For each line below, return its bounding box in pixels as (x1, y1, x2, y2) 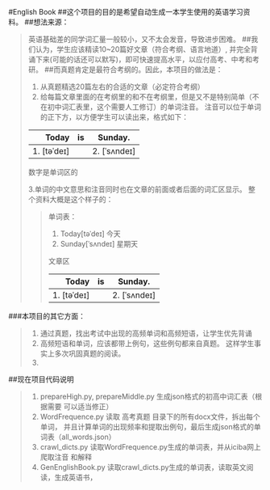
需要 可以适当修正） (47, 402, 114, 411)
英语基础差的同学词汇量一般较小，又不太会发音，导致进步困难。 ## (27, 35, 251, 44)
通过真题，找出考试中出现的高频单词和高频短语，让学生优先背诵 (39, 328, 252, 338)
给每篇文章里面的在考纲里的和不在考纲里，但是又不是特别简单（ (39, 92, 252, 101)
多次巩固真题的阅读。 (54, 348, 126, 358)
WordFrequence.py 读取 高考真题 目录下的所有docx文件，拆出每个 (39, 412, 260, 421)
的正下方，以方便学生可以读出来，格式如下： (39, 112, 189, 121)
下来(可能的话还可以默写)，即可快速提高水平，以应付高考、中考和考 (35, 55, 260, 64)
